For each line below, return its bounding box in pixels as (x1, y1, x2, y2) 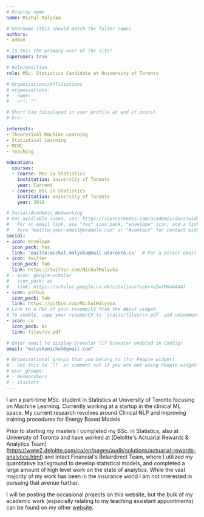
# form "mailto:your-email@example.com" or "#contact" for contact (6, 227, 186, 233)
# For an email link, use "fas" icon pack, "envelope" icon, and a (6, 222, 186, 228)
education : (6, 160, 34, 166)
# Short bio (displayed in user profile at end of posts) (6, 109, 156, 116)
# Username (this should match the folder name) (6, 26, 132, 32)
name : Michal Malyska (6, 15, 61, 21)
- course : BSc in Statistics (12, 188, 86, 194)
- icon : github (6, 289, 45, 295)
